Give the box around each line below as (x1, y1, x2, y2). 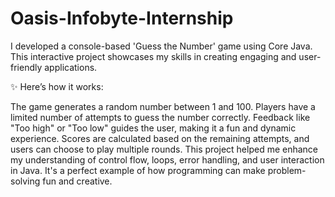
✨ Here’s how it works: (10, 80, 104, 92)
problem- (267, 164, 307, 176)
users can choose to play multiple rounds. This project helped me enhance (10, 143, 319, 155)
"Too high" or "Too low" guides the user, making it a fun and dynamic (10, 122, 297, 134)
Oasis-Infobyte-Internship (10, 7, 234, 30)
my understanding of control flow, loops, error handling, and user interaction (10, 153, 325, 166)
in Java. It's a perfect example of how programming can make (10, 164, 266, 176)
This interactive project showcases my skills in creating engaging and (10, 50, 297, 62)
